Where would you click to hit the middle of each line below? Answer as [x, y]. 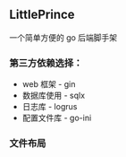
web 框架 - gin [49, 84]
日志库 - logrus [50, 107]
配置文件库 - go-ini [57, 118]
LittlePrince [42, 15]
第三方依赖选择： [46, 63]
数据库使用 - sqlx [54, 96]
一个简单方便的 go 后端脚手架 [63, 37]
